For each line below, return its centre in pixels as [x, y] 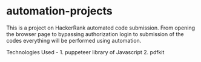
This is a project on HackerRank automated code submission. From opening [101, 28]
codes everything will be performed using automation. [74, 40]
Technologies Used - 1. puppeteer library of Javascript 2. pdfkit [85, 52]
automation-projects [60, 11]
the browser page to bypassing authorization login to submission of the [95, 34]
